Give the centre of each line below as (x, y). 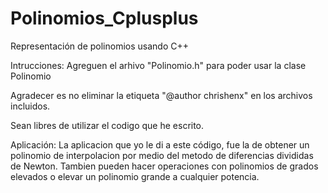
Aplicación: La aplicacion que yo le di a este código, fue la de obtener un (160, 144)
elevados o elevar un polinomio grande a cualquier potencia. (135, 176)
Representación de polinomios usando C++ (99, 46)
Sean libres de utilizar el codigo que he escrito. (107, 125)
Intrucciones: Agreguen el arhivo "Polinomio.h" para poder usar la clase (158, 65)
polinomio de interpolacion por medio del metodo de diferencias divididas (162, 155)
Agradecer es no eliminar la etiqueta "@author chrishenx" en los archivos (161, 95)
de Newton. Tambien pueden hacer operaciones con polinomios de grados (164, 166)
